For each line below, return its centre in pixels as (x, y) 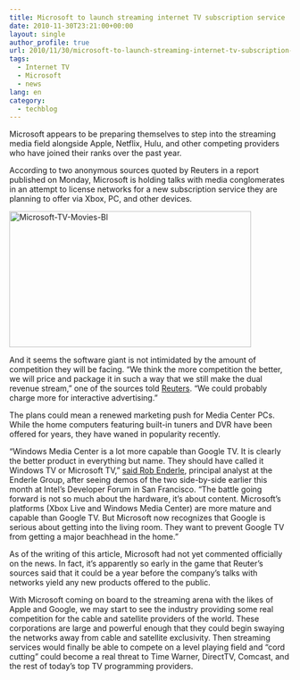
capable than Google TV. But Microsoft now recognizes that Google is (137, 518)
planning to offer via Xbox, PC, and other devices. (101, 199)
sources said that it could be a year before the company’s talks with (133, 573)
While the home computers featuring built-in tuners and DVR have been (141, 425)
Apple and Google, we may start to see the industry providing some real (142, 610)
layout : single (37, 34)
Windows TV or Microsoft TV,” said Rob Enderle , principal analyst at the (141, 470)
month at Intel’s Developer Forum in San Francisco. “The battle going (136, 489)
